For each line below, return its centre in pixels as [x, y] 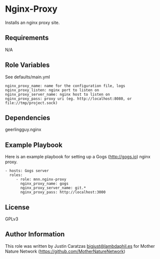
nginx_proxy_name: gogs [44, 184]
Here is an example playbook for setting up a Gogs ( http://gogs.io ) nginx [78, 157]
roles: [16, 175]
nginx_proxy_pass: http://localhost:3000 [63, 192]
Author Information [35, 234]
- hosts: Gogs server [27, 171]
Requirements [27, 38]
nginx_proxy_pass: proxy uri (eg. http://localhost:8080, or [69, 99]
